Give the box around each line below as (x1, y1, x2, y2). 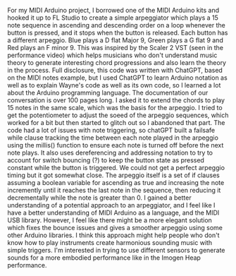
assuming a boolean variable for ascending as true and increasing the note (7, 179, 225, 186)
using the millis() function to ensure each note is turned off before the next (7, 141, 224, 149)
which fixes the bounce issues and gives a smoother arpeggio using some (7, 224, 223, 232)
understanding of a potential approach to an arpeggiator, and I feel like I (7, 201, 216, 209)
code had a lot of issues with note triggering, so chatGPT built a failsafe (7, 126, 216, 134)
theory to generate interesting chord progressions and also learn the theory (7, 59, 227, 66)
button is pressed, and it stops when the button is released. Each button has (7, 28, 228, 37)
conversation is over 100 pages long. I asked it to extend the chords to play (7, 96, 225, 104)
